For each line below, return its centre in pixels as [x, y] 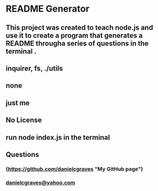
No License [24, 120]
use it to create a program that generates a [74, 35]
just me [18, 103]
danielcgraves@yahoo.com [41, 182]
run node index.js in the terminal [58, 137]
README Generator [48, 9]
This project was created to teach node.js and [80, 28]
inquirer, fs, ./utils [34, 68]
